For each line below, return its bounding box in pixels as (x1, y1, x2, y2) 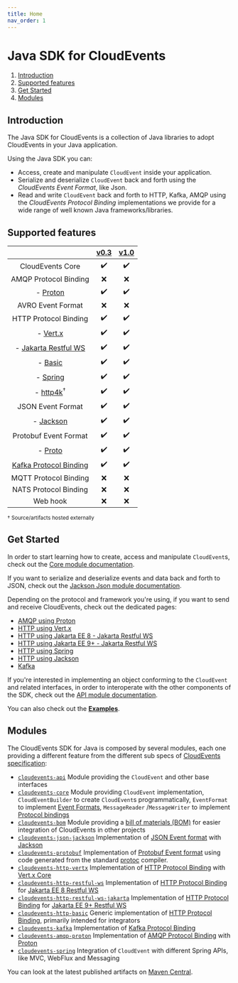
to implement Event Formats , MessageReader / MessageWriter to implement (17, 803, 230, 811)
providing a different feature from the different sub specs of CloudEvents (7, 751, 221, 760)
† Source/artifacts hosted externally (7, 514, 94, 522)
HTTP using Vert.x (17, 624, 72, 632)
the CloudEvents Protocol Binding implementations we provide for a (17, 198, 216, 207)
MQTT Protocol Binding (11, 473, 90, 483)
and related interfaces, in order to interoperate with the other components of (7, 683, 232, 691)
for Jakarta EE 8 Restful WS (17, 886, 99, 894)
